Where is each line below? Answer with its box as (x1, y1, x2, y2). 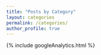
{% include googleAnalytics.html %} (6, 42, 96, 49)
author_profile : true (6, 25, 60, 32)
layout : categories (6, 14, 55, 20)
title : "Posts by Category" (6, 8, 76, 15)
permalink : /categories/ (6, 20, 68, 26)
